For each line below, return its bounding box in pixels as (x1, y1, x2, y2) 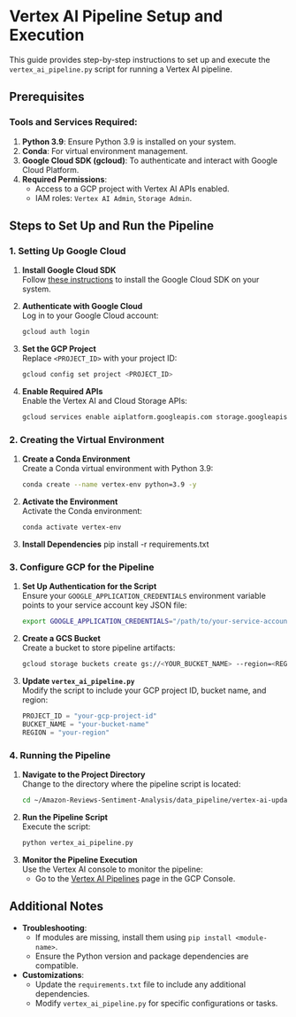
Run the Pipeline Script (21, 811, 109, 822)
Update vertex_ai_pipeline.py (21, 676, 135, 687)
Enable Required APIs (21, 386, 103, 397)
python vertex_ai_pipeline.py (21, 838, 134, 847)
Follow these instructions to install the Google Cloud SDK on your (21, 275, 260, 285)
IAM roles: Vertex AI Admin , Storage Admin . (34, 192, 193, 203)
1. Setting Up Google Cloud (9, 245, 126, 257)
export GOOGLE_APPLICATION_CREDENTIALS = (21, 617, 173, 626)
